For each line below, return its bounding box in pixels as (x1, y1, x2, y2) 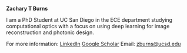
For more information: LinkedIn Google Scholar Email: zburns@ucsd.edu (6, 41, 181, 47)
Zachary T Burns (6, 5, 48, 12)
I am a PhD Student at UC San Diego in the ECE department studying (6, 16, 172, 23)
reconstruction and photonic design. (6, 29, 94, 36)
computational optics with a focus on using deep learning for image (6, 23, 170, 29)
